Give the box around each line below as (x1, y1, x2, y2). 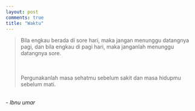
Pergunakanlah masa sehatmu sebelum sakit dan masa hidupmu (20, 74, 181, 82)
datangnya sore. (20, 50, 62, 57)
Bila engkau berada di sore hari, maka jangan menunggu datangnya (20, 37, 190, 44)
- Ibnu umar (5, 99, 36, 106)
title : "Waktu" (5, 20, 44, 26)
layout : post (5, 8, 39, 15)
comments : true (5, 15, 44, 21)
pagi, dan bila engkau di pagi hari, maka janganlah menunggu (20, 43, 174, 50)
